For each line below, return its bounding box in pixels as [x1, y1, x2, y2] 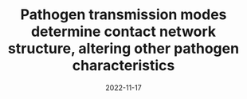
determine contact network [30, 22, 217, 41]
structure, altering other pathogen [8, 40, 239, 57]
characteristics [72, 57, 175, 75]
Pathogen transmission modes [20, 6, 227, 24]
